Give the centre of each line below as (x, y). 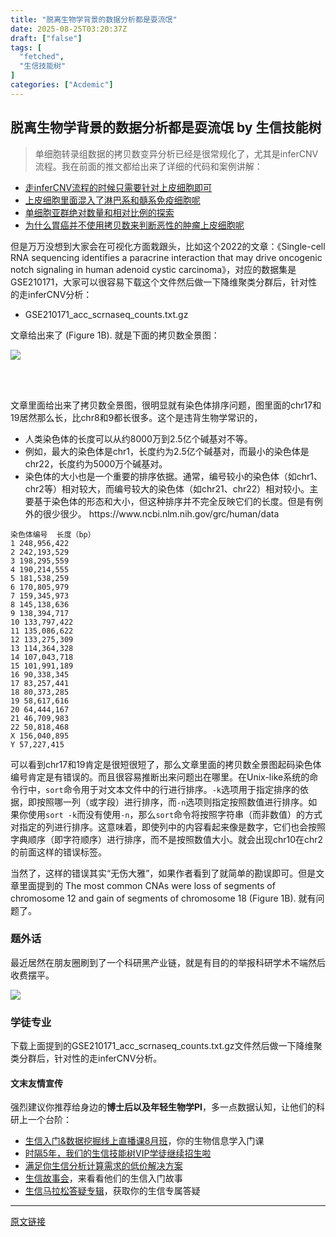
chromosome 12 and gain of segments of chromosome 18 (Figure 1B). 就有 (163, 898)
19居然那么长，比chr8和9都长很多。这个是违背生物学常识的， (136, 417)
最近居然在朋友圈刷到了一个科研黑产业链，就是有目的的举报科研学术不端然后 (168, 962)
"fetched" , (42, 57)
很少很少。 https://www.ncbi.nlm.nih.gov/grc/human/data (161, 513)
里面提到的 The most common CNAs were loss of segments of (147, 885)
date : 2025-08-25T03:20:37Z (69, 29)
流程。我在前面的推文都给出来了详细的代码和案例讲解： (148, 166)
